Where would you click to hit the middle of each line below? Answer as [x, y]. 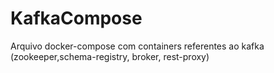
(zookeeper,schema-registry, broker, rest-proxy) [110, 56]
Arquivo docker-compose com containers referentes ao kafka [137, 46]
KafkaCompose [76, 18]
